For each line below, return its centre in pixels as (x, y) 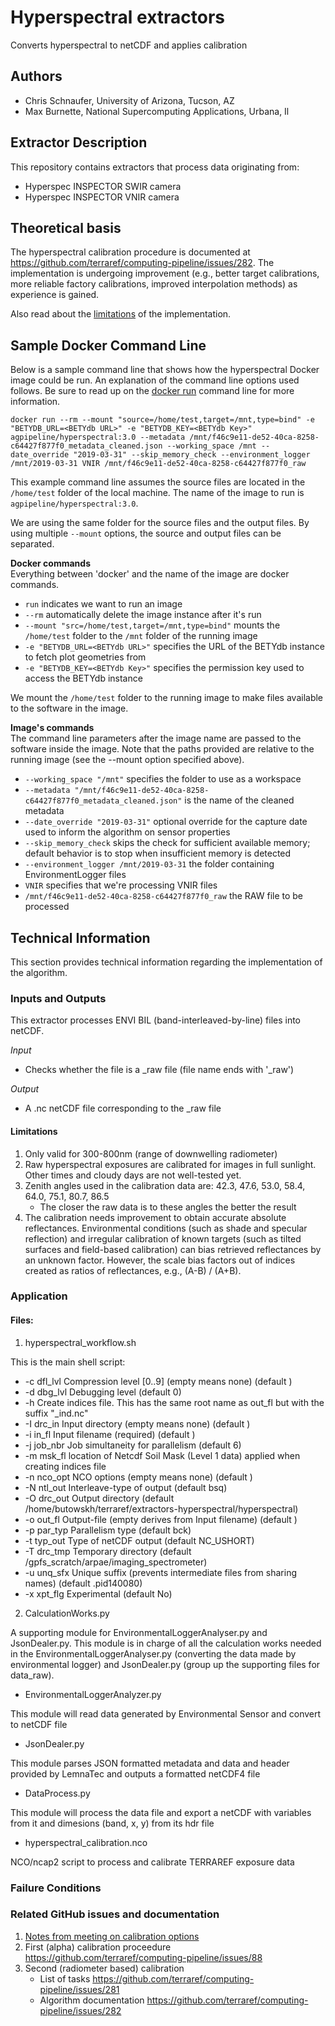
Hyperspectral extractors (118, 17)
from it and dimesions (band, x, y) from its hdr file (112, 1823)
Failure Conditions (56, 1888)
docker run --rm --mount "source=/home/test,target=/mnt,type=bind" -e (162, 420)
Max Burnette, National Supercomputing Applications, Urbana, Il (157, 111)
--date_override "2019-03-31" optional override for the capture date (166, 822)
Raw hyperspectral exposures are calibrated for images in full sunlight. (170, 1164)
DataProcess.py (57, 1793)
